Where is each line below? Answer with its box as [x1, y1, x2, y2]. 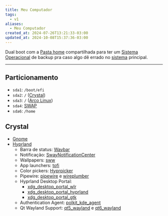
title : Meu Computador [5, 7, 52, 12]
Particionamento [5, 73, 58, 82]
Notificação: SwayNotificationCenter [19, 151, 96, 157]
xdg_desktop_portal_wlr [27, 183, 76, 189]
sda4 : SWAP [12, 102, 37, 108]
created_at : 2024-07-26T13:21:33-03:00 [5, 30, 88, 35]
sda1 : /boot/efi [12, 86, 44, 92]
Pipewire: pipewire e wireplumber [19, 173, 89, 179]
